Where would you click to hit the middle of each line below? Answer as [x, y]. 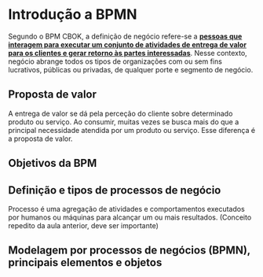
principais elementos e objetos [85, 262]
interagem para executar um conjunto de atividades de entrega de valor [128, 44]
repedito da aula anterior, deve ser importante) [84, 225]
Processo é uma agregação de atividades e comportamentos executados [126, 209]
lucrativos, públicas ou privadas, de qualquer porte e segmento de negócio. [131, 69]
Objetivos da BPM [53, 163]
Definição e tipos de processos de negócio [115, 190]
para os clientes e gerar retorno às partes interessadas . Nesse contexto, [128, 53]
